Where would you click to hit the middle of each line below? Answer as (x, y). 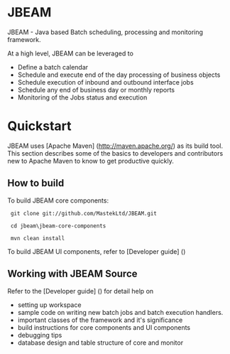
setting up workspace (49, 305)
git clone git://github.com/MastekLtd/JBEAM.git (84, 213)
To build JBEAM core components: (58, 200)
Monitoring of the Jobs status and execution (82, 97)
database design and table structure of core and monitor (100, 343)
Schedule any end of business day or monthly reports (96, 90)
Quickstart (40, 126)
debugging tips (40, 335)
